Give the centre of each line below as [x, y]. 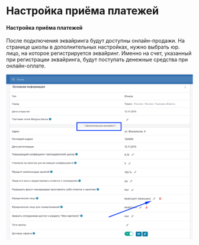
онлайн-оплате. [26, 66]
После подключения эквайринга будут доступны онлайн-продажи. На [96, 41]
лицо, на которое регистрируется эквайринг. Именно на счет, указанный [99, 53]
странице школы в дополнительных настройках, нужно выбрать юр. [93, 47]
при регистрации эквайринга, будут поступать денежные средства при [97, 60]
